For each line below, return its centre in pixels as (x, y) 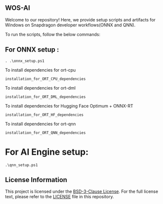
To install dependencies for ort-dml (40, 88)
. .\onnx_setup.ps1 (25, 61)
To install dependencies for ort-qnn (41, 124)
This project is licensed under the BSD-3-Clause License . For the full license (81, 191)
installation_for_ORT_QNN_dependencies (45, 133)
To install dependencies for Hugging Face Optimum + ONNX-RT (69, 106)
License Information (36, 180)
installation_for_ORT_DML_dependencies (45, 97)
